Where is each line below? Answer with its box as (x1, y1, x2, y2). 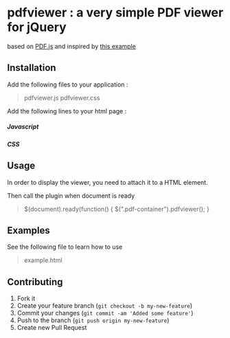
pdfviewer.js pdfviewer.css (23, 93, 100, 102)
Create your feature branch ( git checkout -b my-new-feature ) (16, 302, 193, 310)
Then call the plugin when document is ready (7, 191, 135, 200)
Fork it (16, 294, 36, 303)
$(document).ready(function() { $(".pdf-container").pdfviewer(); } (23, 205, 209, 213)
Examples (7, 225, 50, 236)
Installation (7, 62, 56, 74)
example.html (23, 256, 63, 264)
